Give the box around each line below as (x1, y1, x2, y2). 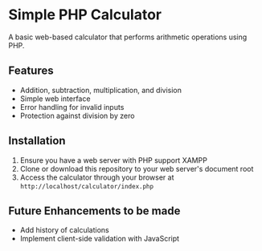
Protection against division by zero (19, 111, 135, 120)
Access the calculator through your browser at (19, 172, 174, 182)
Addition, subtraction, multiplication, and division (19, 85, 182, 95)
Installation (8, 134, 66, 148)
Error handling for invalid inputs (19, 102, 125, 111)
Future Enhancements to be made (8, 204, 181, 217)
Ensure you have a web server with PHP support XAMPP (19, 155, 207, 165)
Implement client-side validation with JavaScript (19, 234, 179, 244)
